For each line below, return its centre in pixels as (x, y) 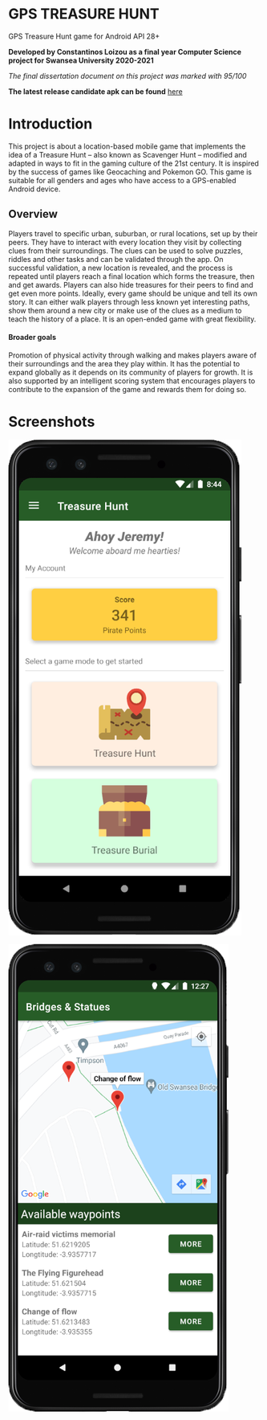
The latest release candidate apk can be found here (95, 91)
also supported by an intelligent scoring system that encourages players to (132, 381)
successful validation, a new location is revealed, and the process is (121, 268)
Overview (33, 214)
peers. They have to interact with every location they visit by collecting (125, 242)
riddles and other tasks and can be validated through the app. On (116, 259)
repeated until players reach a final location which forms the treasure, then (131, 276)
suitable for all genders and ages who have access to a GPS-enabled (122, 180)
